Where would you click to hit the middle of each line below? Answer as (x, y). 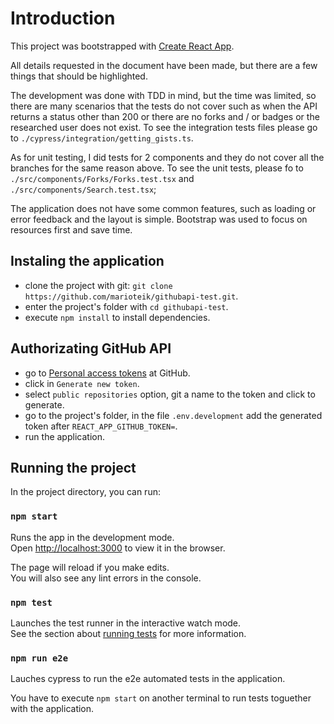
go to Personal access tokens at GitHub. (107, 373)
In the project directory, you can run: (85, 492)
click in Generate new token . (82, 383)
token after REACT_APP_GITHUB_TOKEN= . (101, 426)
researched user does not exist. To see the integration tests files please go (164, 127)
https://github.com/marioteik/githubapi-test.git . (131, 296)
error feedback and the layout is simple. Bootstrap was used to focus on (159, 219)
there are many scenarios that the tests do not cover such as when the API (164, 106)
